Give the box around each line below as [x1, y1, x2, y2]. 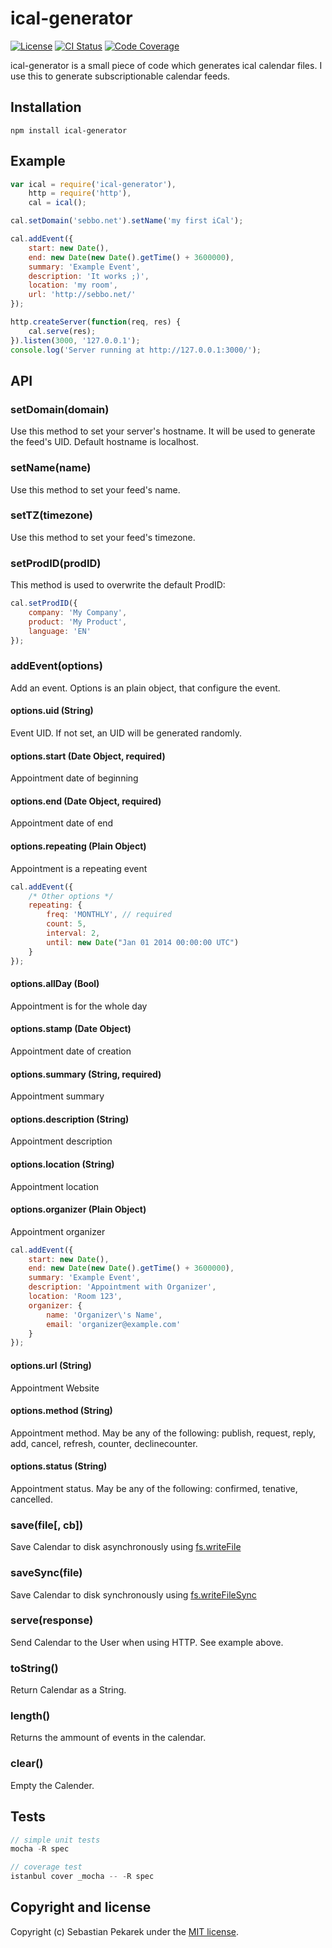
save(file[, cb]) [10, 1518, 84, 1532]
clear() [10, 1757, 44, 1771]
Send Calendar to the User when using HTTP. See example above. [10, 1636, 284, 1648]
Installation [10, 99, 82, 116]
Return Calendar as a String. [10, 1684, 127, 1696]
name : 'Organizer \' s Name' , [46, 1310, 163, 1320]
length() [10, 1709, 51, 1723]
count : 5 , [46, 919, 87, 929]
